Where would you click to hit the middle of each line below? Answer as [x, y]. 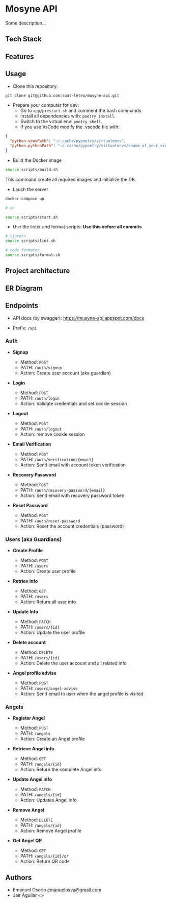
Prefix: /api [25, 328]
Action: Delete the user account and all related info [74, 663]
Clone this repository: [35, 86]
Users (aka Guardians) [34, 539]
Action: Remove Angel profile [51, 831]
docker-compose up [25, 199]
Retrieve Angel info [33, 749]
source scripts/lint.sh [31, 241]
